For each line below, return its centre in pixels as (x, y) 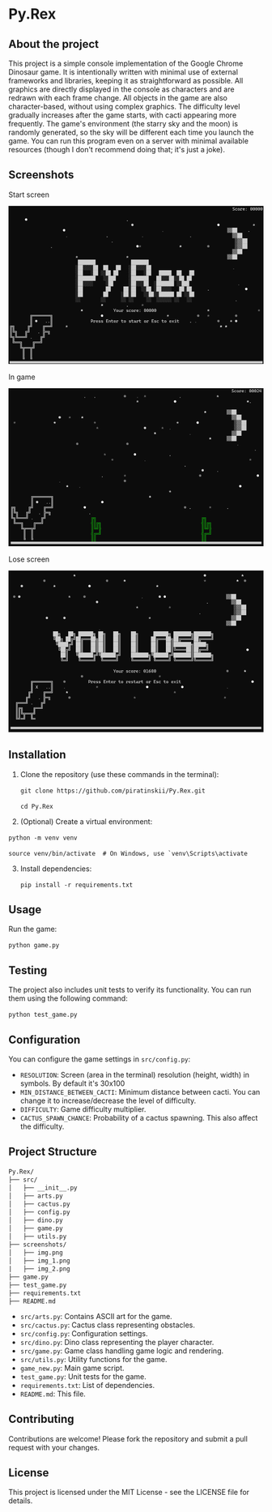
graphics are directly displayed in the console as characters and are (121, 89)
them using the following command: (68, 998)
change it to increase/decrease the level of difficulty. (108, 1101)
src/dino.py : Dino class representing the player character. (117, 1342)
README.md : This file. (53, 1394)
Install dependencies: (56, 869)
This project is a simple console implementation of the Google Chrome (126, 63)
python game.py (34, 946)
